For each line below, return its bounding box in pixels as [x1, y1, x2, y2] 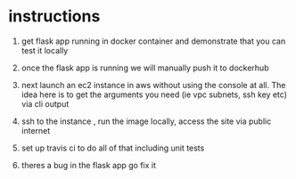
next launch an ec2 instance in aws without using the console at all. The [21, 79, 286, 90]
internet [21, 125, 51, 135]
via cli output [21, 98, 70, 109]
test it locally [21, 45, 69, 55]
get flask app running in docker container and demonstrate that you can [21, 36, 286, 46]
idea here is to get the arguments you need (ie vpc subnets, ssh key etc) [21, 89, 287, 100]
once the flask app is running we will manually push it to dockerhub [21, 62, 269, 73]
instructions [8, 6, 101, 27]
